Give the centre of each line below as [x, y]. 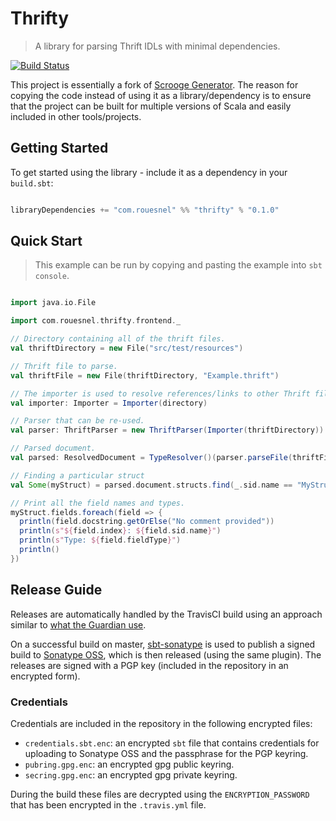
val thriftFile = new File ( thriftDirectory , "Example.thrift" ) [145, 375]
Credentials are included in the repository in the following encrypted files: [161, 723]
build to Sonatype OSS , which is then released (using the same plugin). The [166, 654]
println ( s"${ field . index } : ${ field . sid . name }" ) [120, 531]
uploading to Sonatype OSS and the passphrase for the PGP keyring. [166, 753]
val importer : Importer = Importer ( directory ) [109, 403]
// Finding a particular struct [77, 475]
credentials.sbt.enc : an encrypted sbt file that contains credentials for [172, 743]
